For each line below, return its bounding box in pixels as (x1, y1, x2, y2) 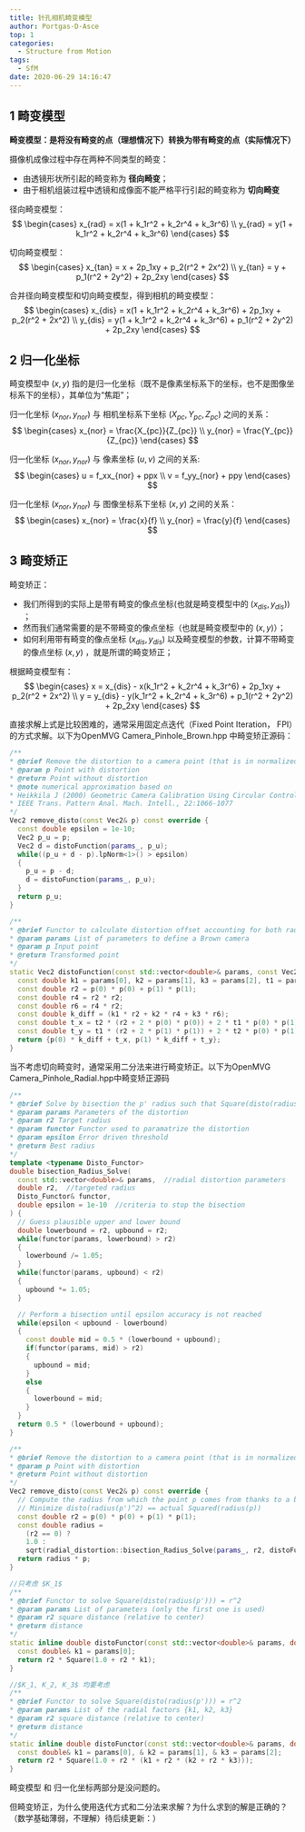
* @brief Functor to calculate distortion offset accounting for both (9, 925, 282, 934)
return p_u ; (17, 892, 64, 901)
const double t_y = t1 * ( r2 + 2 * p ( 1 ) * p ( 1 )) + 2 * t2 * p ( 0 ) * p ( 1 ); (17, 1027, 302, 1036)
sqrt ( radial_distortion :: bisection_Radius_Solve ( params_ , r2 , (25, 1546, 266, 1555)
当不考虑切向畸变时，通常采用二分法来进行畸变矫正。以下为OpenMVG (9, 1060, 271, 1072)
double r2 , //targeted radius (17, 1183, 136, 1193)
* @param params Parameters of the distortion (9, 1108, 189, 1117)
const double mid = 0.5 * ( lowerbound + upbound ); (25, 1335, 221, 1345)
